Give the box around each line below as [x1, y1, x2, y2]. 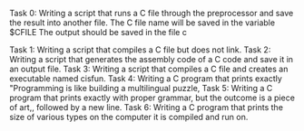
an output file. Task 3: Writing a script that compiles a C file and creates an [9, 63, 289, 74]
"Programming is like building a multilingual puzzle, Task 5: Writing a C [9, 83, 273, 93]
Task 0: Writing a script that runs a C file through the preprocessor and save [9, 8, 294, 18]
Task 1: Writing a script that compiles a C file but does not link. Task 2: [9, 44, 271, 55]
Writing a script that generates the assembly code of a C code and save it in [9, 54, 293, 64]
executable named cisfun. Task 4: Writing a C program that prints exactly [9, 73, 283, 84]
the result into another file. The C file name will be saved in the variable [9, 17, 275, 28]
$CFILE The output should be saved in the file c [9, 27, 188, 37]
